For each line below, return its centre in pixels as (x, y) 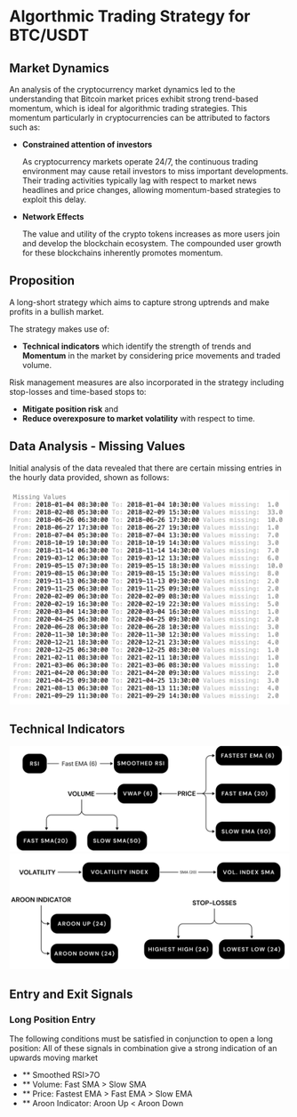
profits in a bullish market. (57, 311)
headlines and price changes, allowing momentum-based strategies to (151, 190)
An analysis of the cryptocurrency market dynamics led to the (122, 89)
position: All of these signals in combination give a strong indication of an (143, 1049)
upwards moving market (54, 1058)
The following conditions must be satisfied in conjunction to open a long (141, 1039)
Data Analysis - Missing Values (97, 446)
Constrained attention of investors (87, 145)
